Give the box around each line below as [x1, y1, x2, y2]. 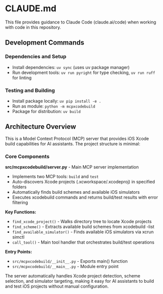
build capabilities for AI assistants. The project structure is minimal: [5, 140, 140, 147]
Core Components [5, 153, 50, 159]
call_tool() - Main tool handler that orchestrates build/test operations [12, 239, 155, 245]
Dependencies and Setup [5, 53, 67, 60]
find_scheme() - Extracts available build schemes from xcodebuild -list [12, 224, 155, 230]
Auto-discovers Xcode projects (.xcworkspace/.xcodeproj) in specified [12, 179, 155, 185]
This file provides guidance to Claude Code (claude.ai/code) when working [5, 19, 157, 25]
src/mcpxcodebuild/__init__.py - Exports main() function [12, 258, 128, 264]
